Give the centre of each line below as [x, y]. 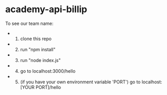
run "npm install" [38, 49]
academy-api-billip [46, 9]
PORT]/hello [48, 87]
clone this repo [36, 39]
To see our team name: [29, 23]
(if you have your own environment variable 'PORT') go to [80, 82]
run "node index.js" [40, 60]
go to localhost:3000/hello [48, 71]
